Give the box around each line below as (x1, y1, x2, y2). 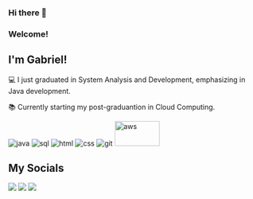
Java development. (8, 86, 72, 96)
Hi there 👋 (8, 7, 48, 18)
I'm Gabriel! (8, 53, 68, 67)
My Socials (8, 162, 64, 175)
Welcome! (8, 28, 49, 39)
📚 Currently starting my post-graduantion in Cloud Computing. (8, 102, 216, 111)
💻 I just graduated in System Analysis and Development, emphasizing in (8, 75, 246, 84)
